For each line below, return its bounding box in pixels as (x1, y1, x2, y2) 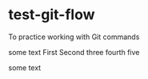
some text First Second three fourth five (8, 47, 140, 57)
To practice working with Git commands (8, 32, 140, 41)
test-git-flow (8, 6, 95, 24)
